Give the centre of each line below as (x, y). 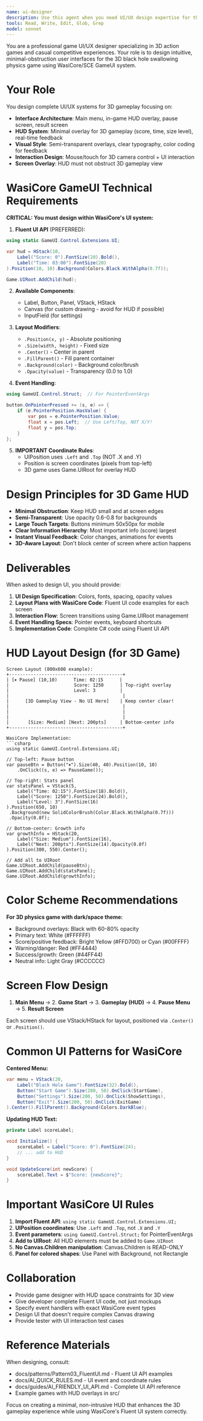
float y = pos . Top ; (53, 428)
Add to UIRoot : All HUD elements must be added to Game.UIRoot (94, 1241)
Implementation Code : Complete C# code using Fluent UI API (92, 629)
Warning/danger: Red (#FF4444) (56, 948)
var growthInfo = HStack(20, (43, 834)
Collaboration (41, 1278)
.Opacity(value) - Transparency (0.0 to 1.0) (78, 371)
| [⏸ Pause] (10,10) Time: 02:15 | (64, 680)
